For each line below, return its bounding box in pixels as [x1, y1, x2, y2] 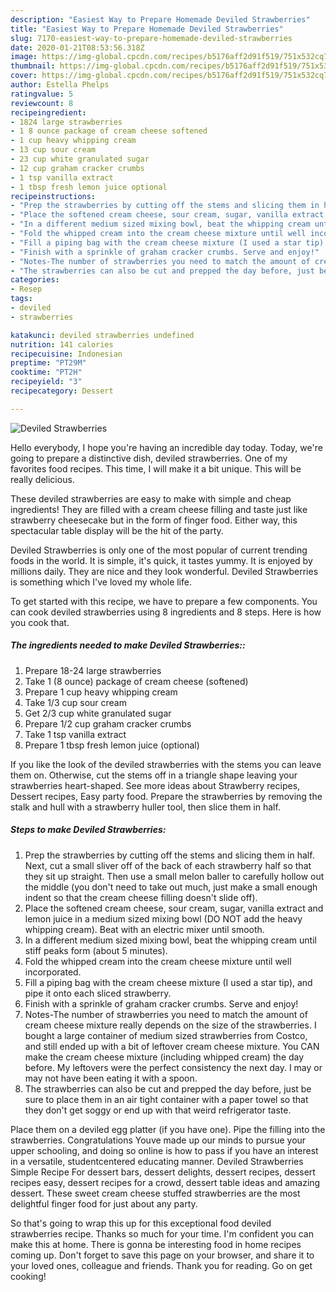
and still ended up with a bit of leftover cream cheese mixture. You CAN [24, 1040, 320, 1052]
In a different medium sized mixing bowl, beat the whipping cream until [24, 934, 317, 946]
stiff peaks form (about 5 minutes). [24, 944, 168, 956]
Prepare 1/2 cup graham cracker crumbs [24, 717, 192, 730]
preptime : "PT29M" [10, 358, 87, 368]
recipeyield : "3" [10, 377, 83, 387]
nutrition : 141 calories [10, 339, 114, 350]
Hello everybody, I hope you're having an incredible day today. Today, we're [10, 441, 323, 453]
